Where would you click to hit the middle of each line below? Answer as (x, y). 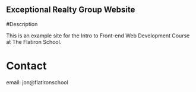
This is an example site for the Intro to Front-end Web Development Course (98, 36)
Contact (26, 66)
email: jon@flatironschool (37, 82)
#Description (22, 24)
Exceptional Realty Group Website (71, 10)
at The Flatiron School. (34, 42)
